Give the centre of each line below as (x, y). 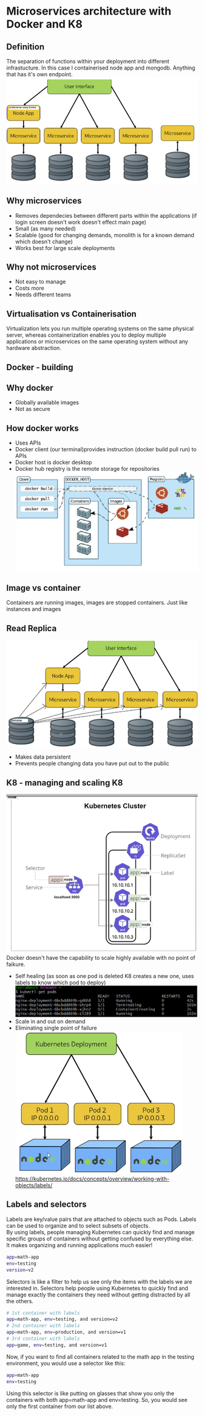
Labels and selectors (46, 1205)
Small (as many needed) (45, 228)
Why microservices (44, 201)
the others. (20, 1301)
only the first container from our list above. (60, 1406)
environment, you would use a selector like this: (66, 1363)
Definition (25, 47)
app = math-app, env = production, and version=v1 (66, 1332)
